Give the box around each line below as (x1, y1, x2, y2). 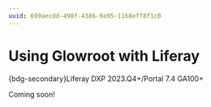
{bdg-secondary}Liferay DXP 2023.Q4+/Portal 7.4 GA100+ (8, 74, 205, 83)
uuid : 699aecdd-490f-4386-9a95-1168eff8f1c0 (8, 11, 161, 20)
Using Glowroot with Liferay (8, 46, 200, 65)
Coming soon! (8, 89, 55, 99)
